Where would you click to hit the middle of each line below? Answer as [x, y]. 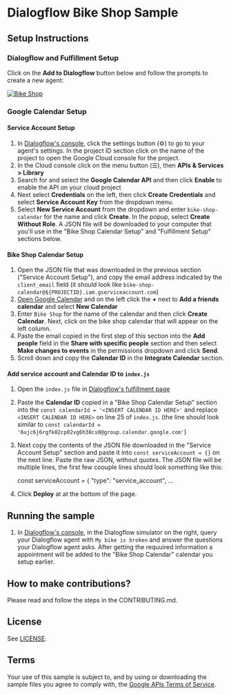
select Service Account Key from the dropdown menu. [95, 202]
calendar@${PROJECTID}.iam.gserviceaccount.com [87, 293]
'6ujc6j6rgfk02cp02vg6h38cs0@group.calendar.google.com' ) [102, 432]
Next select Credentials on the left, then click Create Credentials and [116, 194]
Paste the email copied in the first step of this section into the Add [111, 336]
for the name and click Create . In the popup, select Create [127, 217]
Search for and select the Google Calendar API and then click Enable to [119, 180]
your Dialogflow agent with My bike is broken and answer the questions [120, 540]
